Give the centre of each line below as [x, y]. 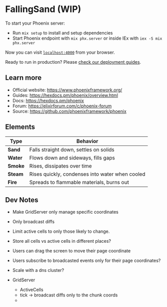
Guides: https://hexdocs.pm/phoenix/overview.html [65, 95]
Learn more [23, 78]
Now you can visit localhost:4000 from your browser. [60, 52]
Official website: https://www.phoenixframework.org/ [67, 90]
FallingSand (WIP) [43, 9]
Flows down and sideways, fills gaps [72, 158]
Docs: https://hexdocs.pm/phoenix [48, 100]
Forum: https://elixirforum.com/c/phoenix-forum [62, 106]
